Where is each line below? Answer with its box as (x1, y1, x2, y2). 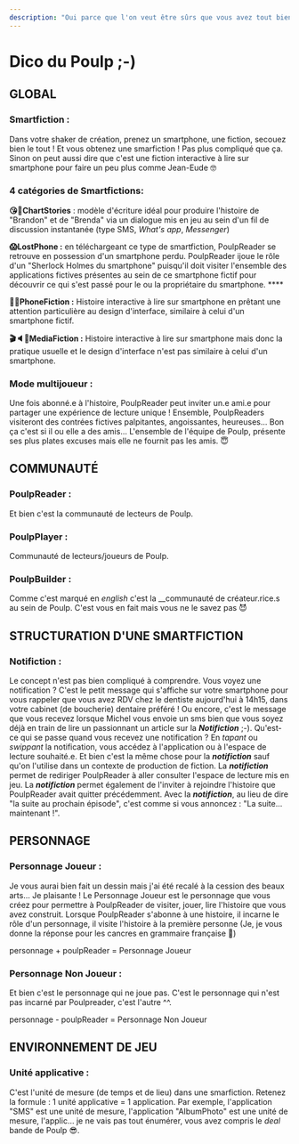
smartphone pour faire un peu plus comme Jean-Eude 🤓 (9, 162, 217, 173)
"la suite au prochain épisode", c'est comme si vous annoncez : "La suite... (9, 799, 283, 809)
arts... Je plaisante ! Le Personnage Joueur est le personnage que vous (9, 889, 271, 900)
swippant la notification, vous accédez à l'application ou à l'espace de (9, 742, 267, 752)
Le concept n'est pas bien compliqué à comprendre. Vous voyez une (9, 676, 262, 686)
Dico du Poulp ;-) (9, 51, 136, 71)
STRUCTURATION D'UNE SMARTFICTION (9, 629, 244, 644)
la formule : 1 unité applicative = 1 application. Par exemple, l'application (9, 1096, 273, 1107)
